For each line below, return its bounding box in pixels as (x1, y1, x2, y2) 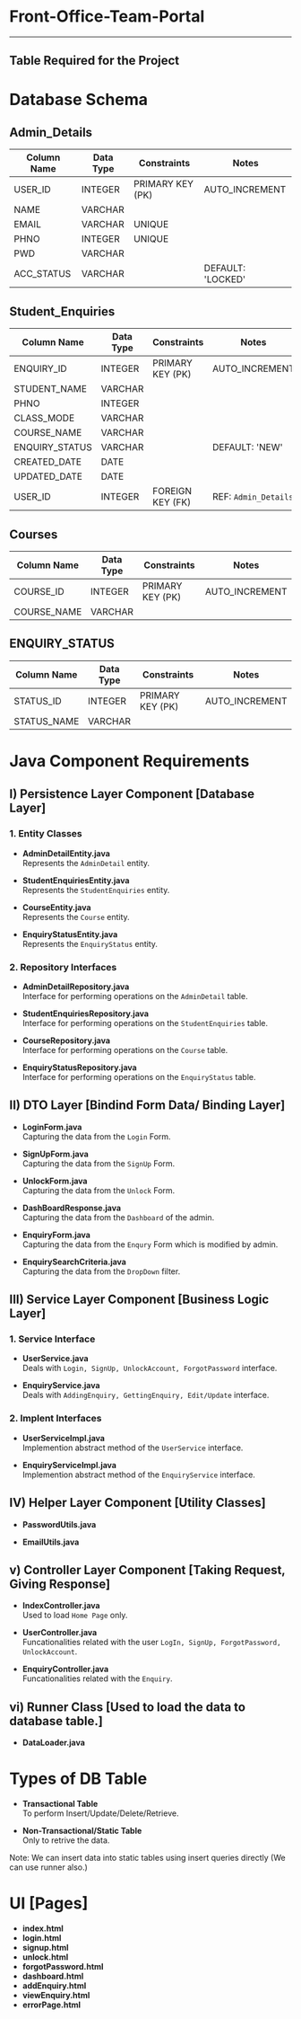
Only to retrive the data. (21, 1835, 110, 1846)
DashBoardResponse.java (21, 1202, 122, 1213)
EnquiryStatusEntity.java (21, 928, 118, 940)
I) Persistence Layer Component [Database (9, 786, 255, 801)
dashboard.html (21, 1970, 84, 1982)
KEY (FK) (151, 496, 191, 509)
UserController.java (21, 1627, 98, 1638)
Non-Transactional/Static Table (21, 1826, 142, 1837)
